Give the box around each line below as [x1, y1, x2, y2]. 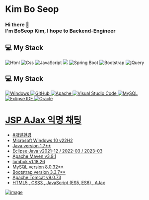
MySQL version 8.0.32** [12, 164, 64, 170]
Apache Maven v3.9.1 [12, 153, 56, 159]
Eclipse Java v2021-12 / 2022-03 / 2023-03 [12, 148, 103, 154]
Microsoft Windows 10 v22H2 [12, 137, 73, 143]
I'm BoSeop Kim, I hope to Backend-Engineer [5, 27, 116, 34]
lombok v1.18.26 [12, 158, 46, 164]
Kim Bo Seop [5, 3, 59, 15]
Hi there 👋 [5, 21, 30, 28]
